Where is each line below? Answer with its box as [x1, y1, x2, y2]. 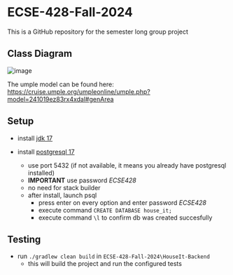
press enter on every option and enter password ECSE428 [38, 198, 206, 207]
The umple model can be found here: [7, 80, 114, 88]
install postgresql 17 [17, 147, 75, 156]
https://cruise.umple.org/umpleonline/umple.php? [7, 87, 150, 95]
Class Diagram [7, 48, 72, 60]
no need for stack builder [27, 183, 101, 192]
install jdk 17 [17, 134, 53, 142]
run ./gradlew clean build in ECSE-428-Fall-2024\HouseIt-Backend [17, 252, 210, 260]
